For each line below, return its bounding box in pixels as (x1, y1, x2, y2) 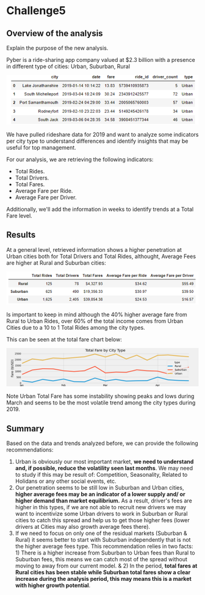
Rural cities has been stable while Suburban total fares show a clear (15, 569, 191, 576)
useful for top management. (6, 144, 76, 151)
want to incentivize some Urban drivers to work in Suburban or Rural (15, 510, 188, 518)
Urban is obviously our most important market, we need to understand (15, 458, 194, 466)
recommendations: (6, 446, 54, 453)
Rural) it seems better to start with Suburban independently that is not (15, 536, 191, 544)
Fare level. (6, 212, 32, 219)
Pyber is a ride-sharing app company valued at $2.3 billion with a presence (6, 56, 195, 63)
